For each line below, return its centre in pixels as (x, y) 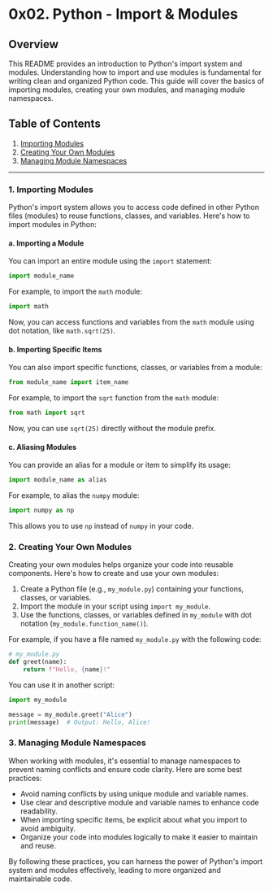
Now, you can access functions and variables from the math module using (131, 322)
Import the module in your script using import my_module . (115, 606)
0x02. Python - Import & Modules (123, 14)
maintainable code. (41, 879)
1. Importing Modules (51, 190)
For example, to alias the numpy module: (74, 495)
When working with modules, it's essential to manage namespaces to (125, 761)
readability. (39, 811)
